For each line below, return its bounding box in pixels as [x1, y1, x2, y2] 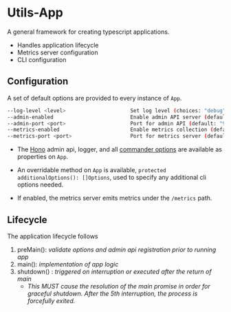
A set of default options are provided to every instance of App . [7, 94, 182, 102]
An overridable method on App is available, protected [16, 166, 166, 174]
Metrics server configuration [16, 48, 98, 56]
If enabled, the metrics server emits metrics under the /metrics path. [16, 194, 212, 202]
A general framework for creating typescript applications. [7, 28, 170, 36]
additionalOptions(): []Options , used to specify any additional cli [16, 174, 206, 182]
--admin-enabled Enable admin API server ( [7, 114, 208, 121]
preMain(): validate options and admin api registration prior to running [16, 245, 217, 253]
